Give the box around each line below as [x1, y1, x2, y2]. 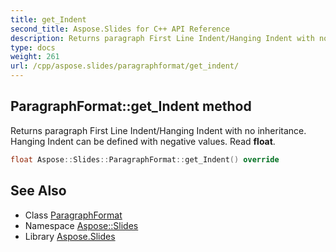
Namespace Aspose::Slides [24, 219, 139, 231]
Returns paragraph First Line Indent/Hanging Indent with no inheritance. [10, 124, 307, 136]
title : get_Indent [10, 14, 87, 25]
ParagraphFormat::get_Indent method [10, 98, 252, 115]
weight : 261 [10, 52, 60, 62]
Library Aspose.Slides [24, 230, 116, 242]
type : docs [10, 42, 56, 53]
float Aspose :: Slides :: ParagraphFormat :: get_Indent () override [10, 154, 280, 165]
